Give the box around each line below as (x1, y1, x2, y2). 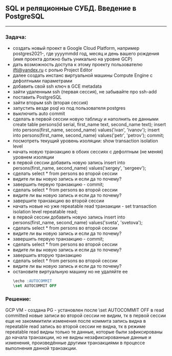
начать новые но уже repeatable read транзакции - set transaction (12, 203, 157, 209)
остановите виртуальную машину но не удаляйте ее (12, 269, 128, 275)
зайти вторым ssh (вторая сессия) (12, 100, 89, 106)
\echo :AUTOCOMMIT (12, 279, 52, 284)
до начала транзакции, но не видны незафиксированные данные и (5, 334, 152, 341)
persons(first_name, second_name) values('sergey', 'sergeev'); (12, 165, 146, 171)
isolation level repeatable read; (12, 209, 78, 215)
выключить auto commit (12, 110, 65, 117)
